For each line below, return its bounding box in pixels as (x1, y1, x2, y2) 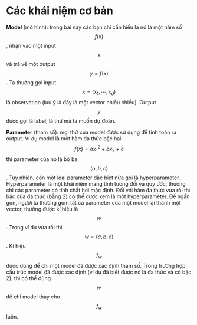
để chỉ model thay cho (6, 293, 60, 300)
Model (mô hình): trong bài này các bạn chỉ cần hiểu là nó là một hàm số (6, 24, 182, 31)
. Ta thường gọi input (6, 78, 57, 86)
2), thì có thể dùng (6, 274, 51, 281)
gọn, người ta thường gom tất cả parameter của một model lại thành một (6, 199, 181, 206)
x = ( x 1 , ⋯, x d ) (82, 88, 116, 97)
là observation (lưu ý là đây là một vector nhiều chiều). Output (6, 99, 156, 106)
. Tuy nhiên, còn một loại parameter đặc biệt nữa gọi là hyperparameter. (6, 174, 180, 181)
